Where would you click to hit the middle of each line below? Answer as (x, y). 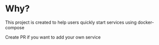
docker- (146, 22)
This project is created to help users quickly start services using (71, 22)
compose (15, 27)
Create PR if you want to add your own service (53, 37)
